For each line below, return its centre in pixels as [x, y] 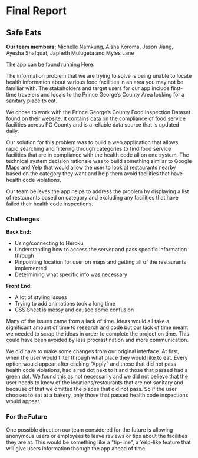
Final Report [36, 11]
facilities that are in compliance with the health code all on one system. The [98, 155]
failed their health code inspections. [49, 204]
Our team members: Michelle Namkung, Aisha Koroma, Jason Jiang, [90, 47]
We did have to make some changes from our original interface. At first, [93, 351]
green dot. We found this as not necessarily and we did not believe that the [97, 376]
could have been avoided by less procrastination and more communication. [98, 340]
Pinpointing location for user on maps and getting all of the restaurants [100, 262]
